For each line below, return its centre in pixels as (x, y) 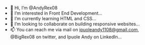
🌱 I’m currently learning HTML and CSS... (53, 18)
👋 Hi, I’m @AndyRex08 (34, 8)
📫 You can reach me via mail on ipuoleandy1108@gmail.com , (74, 30)
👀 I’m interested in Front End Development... (56, 13)
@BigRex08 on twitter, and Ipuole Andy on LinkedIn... (66, 37)
